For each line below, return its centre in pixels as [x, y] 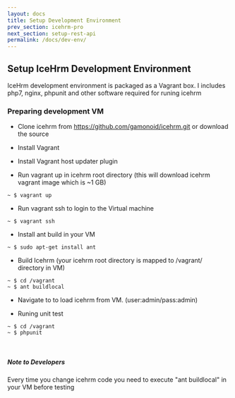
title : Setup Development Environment [64, 20]
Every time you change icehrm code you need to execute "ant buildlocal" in [117, 380]
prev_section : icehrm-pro [45, 27]
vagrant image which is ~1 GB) [62, 182]
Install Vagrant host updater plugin [67, 161]
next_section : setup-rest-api [52, 33]
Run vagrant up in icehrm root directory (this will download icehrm [114, 175]
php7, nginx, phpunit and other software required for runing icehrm [104, 93]
